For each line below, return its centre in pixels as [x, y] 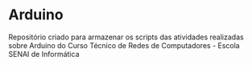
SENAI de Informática [44, 54]
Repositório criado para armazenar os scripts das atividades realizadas [126, 37]
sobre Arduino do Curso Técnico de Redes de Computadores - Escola [124, 45]
